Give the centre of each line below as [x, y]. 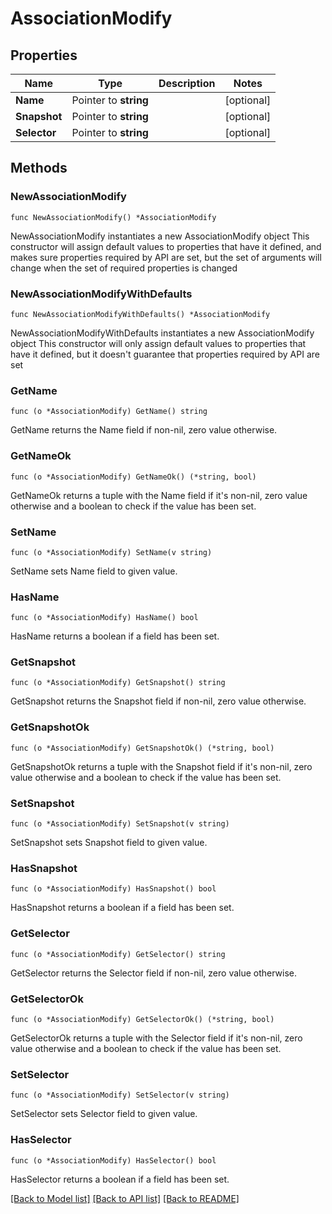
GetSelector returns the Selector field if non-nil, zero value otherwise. [154, 973]
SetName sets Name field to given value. [94, 571]
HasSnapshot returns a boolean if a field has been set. [122, 908]
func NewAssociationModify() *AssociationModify [113, 217]
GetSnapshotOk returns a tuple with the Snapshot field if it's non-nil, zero [161, 766]
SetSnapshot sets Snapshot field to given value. [109, 843]
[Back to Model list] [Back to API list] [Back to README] [125, 1198]
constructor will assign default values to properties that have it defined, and [166, 246]
